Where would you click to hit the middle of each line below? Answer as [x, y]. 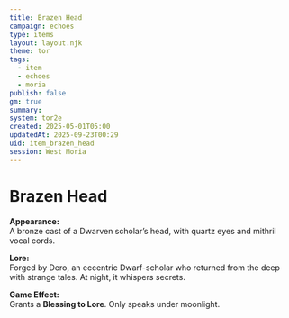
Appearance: [35, 221]
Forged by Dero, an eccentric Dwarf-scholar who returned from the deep [145, 268]
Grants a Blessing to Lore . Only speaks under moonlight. [115, 304]
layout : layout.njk [46, 43]
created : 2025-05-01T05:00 [60, 127]
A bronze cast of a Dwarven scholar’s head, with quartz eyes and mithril [143, 231]
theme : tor [30, 51]
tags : [19, 59]
